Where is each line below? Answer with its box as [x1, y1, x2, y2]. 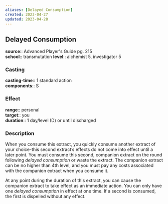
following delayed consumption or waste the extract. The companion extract [5, 157, 163, 163]
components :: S [5, 83, 39, 89]
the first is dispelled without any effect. [5, 193, 86, 199]
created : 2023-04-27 [5, 12, 49, 17]
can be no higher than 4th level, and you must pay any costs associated [5, 162, 154, 168]
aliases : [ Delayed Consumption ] [5, 7, 73, 12]
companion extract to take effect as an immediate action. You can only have [5, 183, 162, 189]
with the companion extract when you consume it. [5, 168, 109, 174]
